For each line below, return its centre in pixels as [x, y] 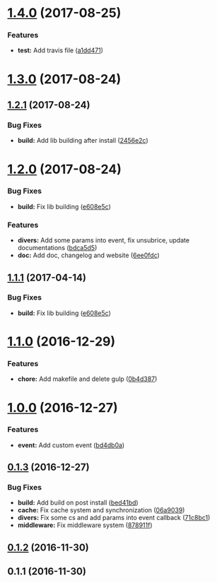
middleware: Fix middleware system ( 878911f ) [85, 525]
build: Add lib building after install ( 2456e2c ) [83, 141]
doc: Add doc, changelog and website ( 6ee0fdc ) [89, 255]
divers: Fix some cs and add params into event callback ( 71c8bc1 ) [114, 518]
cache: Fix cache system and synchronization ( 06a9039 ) [101, 510]
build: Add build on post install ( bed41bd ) [78, 502]
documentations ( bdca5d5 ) [57, 248]
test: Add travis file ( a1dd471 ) [60, 50]
